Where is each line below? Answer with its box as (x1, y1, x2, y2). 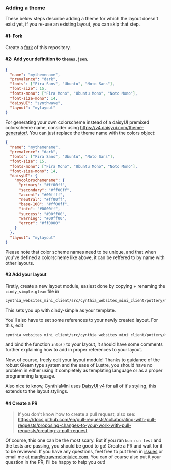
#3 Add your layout (5, 271, 47, 277)
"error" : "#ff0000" (18, 221, 60, 226)
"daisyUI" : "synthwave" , (10, 100, 63, 106)
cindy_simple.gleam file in (5, 288, 60, 294)
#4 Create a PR (5, 400, 38, 406)
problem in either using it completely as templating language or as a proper (5, 367, 163, 373)
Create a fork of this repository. (5, 44, 71, 50)
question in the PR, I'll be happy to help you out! (5, 459, 106, 465)
